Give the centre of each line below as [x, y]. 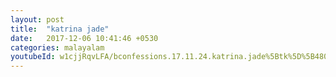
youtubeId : [33, 57]
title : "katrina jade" [60, 29]
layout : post [37, 19]
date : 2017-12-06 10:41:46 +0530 [84, 38]
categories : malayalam [57, 47]
